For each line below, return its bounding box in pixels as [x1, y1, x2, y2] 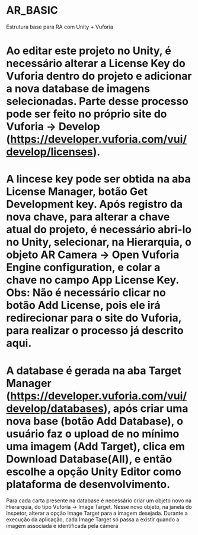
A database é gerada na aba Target [6, 364, 182, 377]
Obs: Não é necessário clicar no [6, 286, 166, 300]
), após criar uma [103, 402, 189, 415]
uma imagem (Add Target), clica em [6, 439, 186, 453]
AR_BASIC [6, 4, 58, 17]
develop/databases [6, 402, 104, 415]
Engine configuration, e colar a [6, 261, 161, 274]
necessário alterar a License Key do [6, 57, 186, 70]
